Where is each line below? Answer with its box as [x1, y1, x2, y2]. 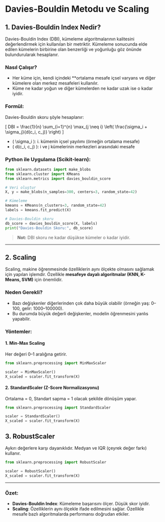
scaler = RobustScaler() [5, 468, 56, 473]
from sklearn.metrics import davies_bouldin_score [5, 176, 111, 181]
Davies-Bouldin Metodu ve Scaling [5, 3, 149, 15]
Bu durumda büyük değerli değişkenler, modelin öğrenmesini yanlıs [12, 310, 149, 316]
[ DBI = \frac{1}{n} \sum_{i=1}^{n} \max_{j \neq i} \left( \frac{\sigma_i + [5, 124, 148, 130]
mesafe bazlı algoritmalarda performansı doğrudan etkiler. [12, 511, 130, 517]
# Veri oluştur [5, 185, 36, 190]
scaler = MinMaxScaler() [5, 369, 56, 374]
